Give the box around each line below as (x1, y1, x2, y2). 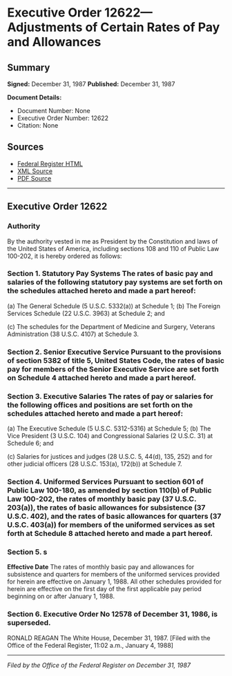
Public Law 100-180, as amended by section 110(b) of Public (7, 485, 212, 495)
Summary (7, 61, 50, 73)
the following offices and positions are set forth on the (7, 400, 193, 410)
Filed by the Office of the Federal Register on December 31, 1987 (7, 661, 191, 669)
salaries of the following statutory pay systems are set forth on (7, 277, 223, 287)
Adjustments (7, 19, 83, 35)
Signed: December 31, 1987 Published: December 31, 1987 (7, 80, 175, 88)
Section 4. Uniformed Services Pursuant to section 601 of (7, 477, 204, 486)
